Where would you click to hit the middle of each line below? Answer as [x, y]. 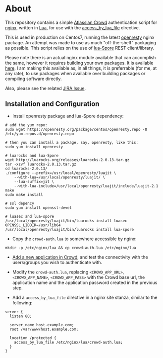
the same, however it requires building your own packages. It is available [79, 63]
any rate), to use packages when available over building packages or [75, 73]
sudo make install [24, 194]
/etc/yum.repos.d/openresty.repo [40, 134]
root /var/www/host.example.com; [44, 329]
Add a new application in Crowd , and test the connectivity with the [80, 257]
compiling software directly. [33, 79]
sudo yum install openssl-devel [38, 208]
